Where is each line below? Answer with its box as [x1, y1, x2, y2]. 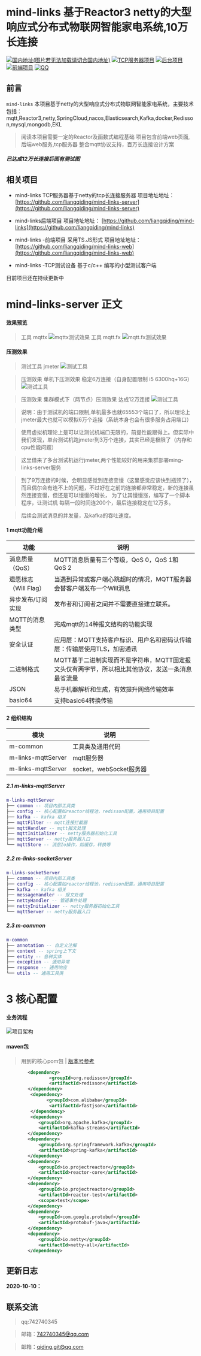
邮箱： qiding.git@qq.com [20, 1343, 84, 1351]
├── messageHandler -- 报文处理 [6, 892, 84, 898]
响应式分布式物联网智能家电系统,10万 [6, 20, 188, 34]
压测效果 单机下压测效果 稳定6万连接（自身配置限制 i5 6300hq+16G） [20, 375, 193, 382]
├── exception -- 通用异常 [6, 959, 70, 965]
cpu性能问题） [20, 443, 57, 451]
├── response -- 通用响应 [6, 965, 68, 971]
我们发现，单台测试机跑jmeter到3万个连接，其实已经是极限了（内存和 [20, 436, 193, 443]
